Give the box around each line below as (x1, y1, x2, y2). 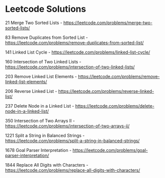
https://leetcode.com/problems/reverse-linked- (58, 88, 154, 94)
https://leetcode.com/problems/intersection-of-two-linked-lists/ (5, 64, 135, 70)
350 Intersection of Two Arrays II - (5, 118, 75, 123)
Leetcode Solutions (5, 3, 86, 15)
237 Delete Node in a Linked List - (5, 103, 74, 109)
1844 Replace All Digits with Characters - (5, 162, 89, 168)
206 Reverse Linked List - (5, 88, 58, 94)
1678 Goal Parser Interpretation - (5, 147, 72, 153)
